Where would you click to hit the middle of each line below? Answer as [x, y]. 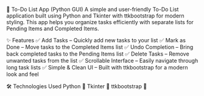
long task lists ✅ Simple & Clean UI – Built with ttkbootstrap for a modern [97, 67]
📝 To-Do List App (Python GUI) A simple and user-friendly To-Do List [93, 9]
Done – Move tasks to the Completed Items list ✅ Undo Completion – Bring [100, 47]
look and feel [23, 74]
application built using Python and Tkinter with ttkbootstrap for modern [95, 16]
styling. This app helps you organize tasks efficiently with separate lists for [100, 22]
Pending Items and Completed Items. [53, 28]
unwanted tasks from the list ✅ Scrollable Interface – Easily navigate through [102, 61]
